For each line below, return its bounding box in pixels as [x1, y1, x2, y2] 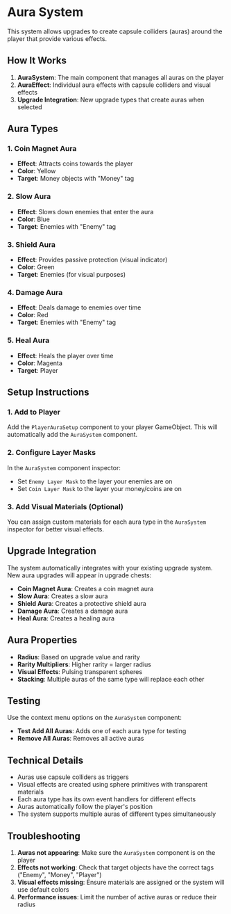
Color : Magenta [17, 359, 62, 367]
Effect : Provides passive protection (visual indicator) [17, 255, 168, 264]
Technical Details [7, 754, 84, 766]
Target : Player [17, 366, 58, 374]
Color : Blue [17, 215, 50, 223]
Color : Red [17, 311, 49, 319]
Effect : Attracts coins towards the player [17, 159, 133, 168]
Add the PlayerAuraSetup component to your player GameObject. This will [7, 423, 218, 431]
